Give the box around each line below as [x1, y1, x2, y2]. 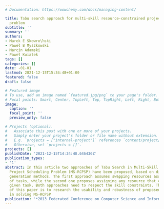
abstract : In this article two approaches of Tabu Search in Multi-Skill [5, 165, 159, 170]
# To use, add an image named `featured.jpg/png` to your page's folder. [5, 93, 159, 97]
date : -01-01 [5, 66, 32, 71]
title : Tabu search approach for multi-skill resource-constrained [5, 16, 145, 21]
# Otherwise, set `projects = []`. [5, 142, 82, 147]
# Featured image [5, 88, 41, 93]
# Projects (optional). [5, 124, 54, 129]
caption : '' [9, 106, 34, 111]
